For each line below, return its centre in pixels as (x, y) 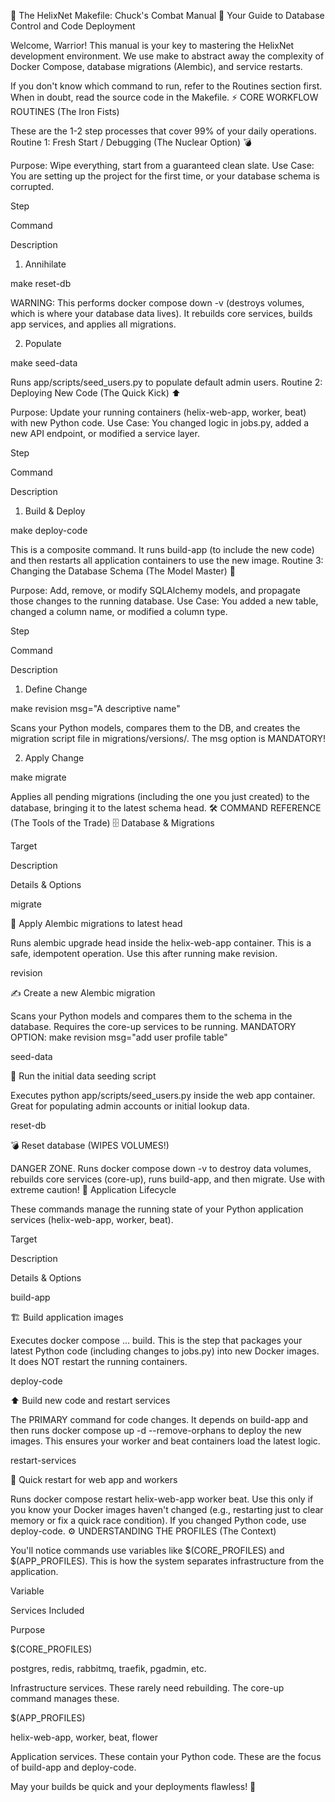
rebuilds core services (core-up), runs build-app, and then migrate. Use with (168, 1179)
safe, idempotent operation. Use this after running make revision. (144, 953)
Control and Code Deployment (73, 26)
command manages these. (65, 1698)
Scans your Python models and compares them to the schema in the (151, 1016)
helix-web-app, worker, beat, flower (84, 1737)
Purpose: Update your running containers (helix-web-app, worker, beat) (158, 412)
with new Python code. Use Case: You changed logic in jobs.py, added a (160, 423)
